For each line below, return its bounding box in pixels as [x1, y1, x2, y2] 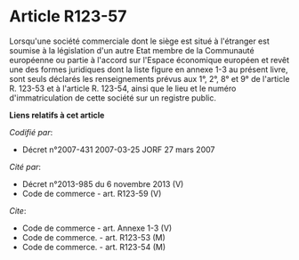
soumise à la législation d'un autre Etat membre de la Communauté [9, 45, 255, 55]
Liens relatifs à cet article [9, 110, 105, 120]
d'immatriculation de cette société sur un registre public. [9, 92, 216, 103]
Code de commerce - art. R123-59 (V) [21, 188, 162, 199]
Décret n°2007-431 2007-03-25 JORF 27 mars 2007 [21, 144, 215, 155]
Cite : [9, 205, 27, 215]
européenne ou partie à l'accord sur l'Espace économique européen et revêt [9, 54, 290, 65]
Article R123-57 [9, 6, 127, 27]
